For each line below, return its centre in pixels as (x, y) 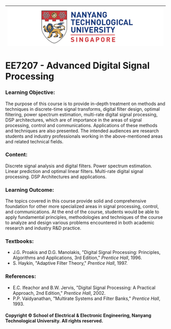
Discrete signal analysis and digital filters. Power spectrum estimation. (79, 166)
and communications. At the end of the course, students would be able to (82, 212)
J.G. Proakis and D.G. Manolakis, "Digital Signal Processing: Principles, (87, 252)
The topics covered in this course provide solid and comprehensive (76, 201)
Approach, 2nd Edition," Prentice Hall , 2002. (59, 293)
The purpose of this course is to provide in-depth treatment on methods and (85, 104)
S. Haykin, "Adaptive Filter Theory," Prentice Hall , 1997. (70, 263)
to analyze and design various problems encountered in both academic (80, 223)
